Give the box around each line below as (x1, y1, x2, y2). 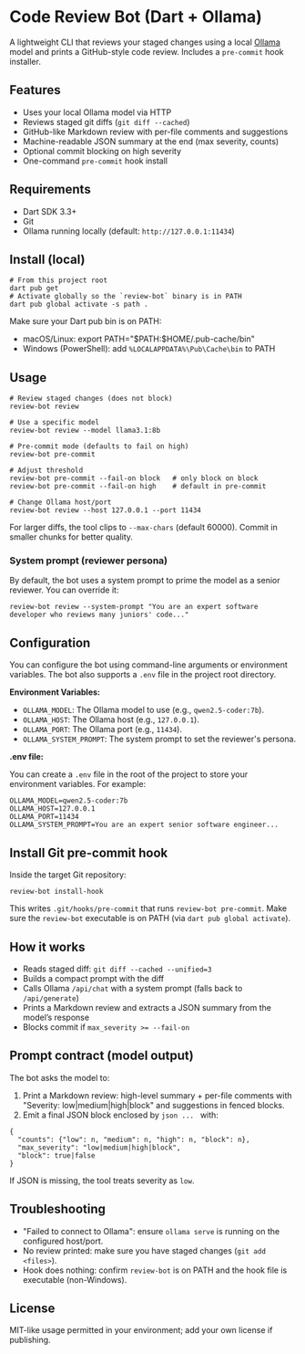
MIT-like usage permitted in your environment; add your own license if (9, 1325, 273, 1336)
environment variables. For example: (9, 779, 147, 790)
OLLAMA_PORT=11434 (9, 813, 79, 822)
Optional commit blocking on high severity (22, 145, 182, 156)
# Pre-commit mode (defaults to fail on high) (9, 442, 189, 451)
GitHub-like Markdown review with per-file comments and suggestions (22, 126, 289, 137)
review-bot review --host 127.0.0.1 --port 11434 (9, 506, 202, 515)
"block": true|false (17, 1150, 96, 1160)
